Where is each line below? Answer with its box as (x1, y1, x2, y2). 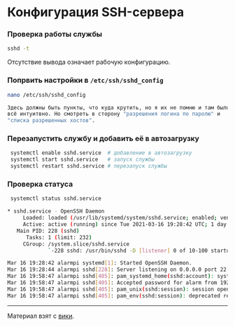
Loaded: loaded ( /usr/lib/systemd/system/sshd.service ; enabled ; (22, 215, 218, 222)
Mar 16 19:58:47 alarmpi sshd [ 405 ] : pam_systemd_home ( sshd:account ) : (7, 273, 215, 280)
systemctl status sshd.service (10, 195, 101, 202)
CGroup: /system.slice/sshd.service (22, 240, 130, 248)
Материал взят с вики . (7, 312, 75, 320)
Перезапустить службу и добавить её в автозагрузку (7, 134, 199, 144)
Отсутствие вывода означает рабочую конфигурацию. (7, 58, 171, 67)
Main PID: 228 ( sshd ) (16, 227, 80, 234)
